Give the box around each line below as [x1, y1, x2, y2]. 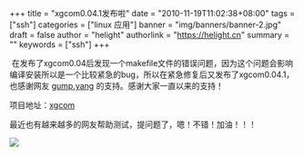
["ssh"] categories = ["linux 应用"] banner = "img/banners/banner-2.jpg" [9, 19, 282, 30]
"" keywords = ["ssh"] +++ [9, 39, 110, 50]
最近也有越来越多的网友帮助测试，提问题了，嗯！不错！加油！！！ [9, 119, 257, 130]
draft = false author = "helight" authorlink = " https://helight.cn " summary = [9, 30, 290, 40]
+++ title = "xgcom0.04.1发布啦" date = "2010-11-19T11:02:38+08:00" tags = [9, 8, 296, 18]
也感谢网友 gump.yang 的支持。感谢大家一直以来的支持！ [9, 81, 225, 91]
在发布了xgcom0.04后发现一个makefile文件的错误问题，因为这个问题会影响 [11, 58, 294, 68]
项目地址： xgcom [9, 100, 76, 111]
